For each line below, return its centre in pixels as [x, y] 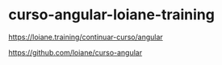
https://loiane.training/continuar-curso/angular [86, 37]
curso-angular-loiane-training [112, 15]
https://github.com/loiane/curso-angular [75, 52]
